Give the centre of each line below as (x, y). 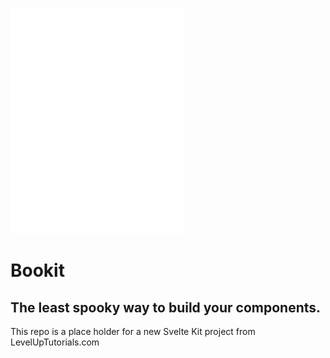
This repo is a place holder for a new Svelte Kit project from (133, 331)
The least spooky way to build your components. (166, 307)
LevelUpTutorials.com (55, 342)
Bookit (37, 270)
